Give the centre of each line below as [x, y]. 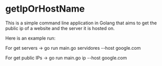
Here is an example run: [31, 38]
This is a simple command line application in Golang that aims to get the [81, 23]
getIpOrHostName [45, 9]
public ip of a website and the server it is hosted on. [60, 28]
